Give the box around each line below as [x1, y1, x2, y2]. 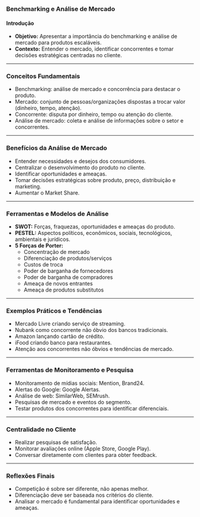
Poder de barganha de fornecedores [23, 267, 114, 275]
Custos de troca [23, 261, 64, 268]
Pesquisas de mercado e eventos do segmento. [14, 398, 132, 406]
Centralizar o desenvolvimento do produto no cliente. [14, 164, 146, 171]
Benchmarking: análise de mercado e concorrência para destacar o [14, 86, 180, 93]
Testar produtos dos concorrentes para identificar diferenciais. [14, 405, 169, 412]
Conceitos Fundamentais [6, 72, 80, 80]
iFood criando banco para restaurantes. [14, 339, 112, 346]
